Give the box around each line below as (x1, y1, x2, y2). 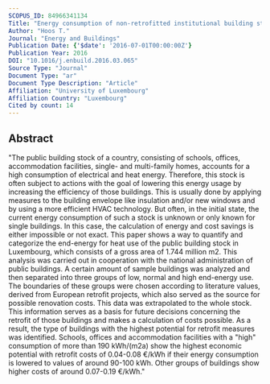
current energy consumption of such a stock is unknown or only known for (8, 213, 256, 222)
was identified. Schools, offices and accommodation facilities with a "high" (8, 332, 256, 342)
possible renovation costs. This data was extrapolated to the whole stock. (8, 298, 252, 308)
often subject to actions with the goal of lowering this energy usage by (8, 178, 242, 188)
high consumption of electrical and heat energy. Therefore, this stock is (8, 170, 245, 180)
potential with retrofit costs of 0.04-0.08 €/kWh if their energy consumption (8, 349, 260, 359)
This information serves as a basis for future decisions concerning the (8, 307, 241, 316)
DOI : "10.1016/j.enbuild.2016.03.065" (8, 57, 138, 65)
